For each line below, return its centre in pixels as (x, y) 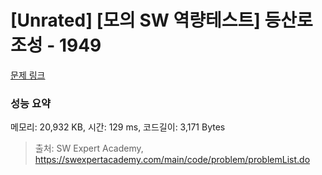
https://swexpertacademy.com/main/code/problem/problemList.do (172, 160)
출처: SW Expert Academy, (89, 148)
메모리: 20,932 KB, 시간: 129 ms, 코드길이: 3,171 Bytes (118, 127)
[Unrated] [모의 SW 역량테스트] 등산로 (161, 20)
